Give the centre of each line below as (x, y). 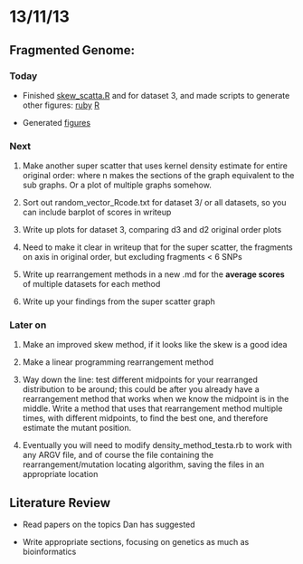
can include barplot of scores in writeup (97, 212)
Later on (28, 325)
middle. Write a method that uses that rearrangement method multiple (152, 408)
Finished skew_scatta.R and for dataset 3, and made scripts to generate (156, 95)
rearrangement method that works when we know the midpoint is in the (156, 399)
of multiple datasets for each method (91, 284)
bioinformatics (49, 552)
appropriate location (60, 474)
